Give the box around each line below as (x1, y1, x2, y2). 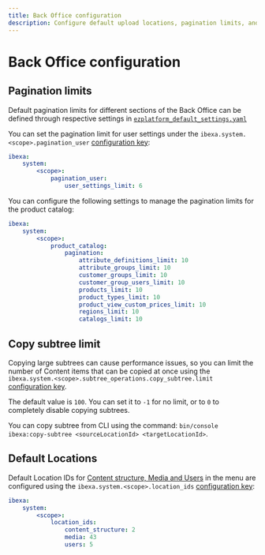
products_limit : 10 (78, 286, 144, 294)
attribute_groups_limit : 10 (78, 264, 171, 272)
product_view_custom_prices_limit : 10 (78, 301, 207, 309)
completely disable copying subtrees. (8, 405, 130, 414)
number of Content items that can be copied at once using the (8, 366, 211, 376)
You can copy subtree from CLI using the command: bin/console (8, 420, 218, 430)
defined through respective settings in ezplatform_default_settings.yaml (8, 114, 247, 123)
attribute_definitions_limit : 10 (78, 257, 189, 264)
